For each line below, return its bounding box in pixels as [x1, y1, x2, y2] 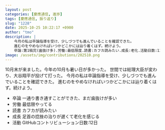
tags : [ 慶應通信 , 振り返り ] [5, 16, 56, 21]
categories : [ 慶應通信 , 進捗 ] [5, 12, 62, 17]
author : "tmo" [5, 30, 34, 35]
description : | [5, 35, 36, 40]
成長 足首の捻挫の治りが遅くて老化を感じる [12, 113, 100, 120]
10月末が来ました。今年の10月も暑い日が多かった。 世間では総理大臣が [5, 66, 149, 72]
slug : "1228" [5, 21, 32, 26]
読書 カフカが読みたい [12, 108, 57, 113]
